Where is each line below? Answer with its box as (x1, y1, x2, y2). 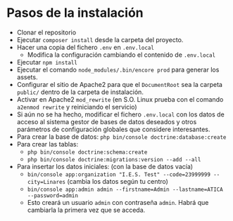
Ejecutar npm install (16, 58, 78, 66)
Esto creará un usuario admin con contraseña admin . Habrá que (27, 198, 209, 206)
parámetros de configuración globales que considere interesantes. (16, 125, 210, 133)
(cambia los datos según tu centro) (67, 177, 168, 185)
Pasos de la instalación (6, 5, 144, 21)
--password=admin (27, 192, 79, 199)
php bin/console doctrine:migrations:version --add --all (27, 156, 201, 163)
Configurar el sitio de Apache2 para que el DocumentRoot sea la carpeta (16, 80, 223, 88)
